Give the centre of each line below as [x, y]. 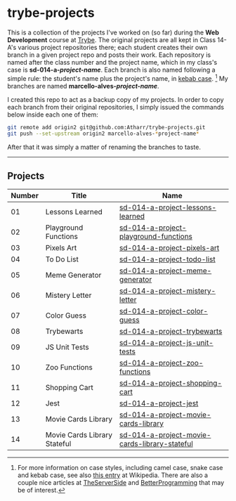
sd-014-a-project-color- [164, 311]
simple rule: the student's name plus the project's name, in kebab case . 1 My [118, 77]
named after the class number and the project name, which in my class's [112, 62]
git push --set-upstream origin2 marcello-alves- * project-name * [103, 134]
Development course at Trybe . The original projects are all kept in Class [112, 39]
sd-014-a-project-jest [159, 403]
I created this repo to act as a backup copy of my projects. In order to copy [116, 99]
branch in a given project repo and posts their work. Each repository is [109, 55]
